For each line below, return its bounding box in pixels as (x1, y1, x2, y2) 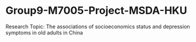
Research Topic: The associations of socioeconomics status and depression (5, 23, 191, 30)
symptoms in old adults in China (5, 29, 84, 36)
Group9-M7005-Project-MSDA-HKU (5, 4, 188, 17)
